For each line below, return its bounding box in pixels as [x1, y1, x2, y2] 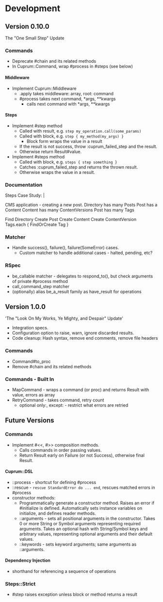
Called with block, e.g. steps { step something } [19, 159, 117, 165]
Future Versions [5, 416, 54, 425]
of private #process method [12, 278, 68, 284]
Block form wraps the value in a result [26, 138, 103, 144]
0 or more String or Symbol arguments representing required [19, 520, 141, 526]
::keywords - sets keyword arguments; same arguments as [19, 541, 137, 547]
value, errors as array [12, 392, 55, 397]
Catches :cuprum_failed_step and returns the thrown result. [19, 164, 138, 170]
